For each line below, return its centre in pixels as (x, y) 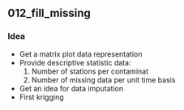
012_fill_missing (49, 13)
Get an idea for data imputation (71, 88)
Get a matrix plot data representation (81, 54)
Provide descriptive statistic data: (75, 62)
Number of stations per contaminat (90, 71)
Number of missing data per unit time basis (103, 79)
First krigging (41, 97)
